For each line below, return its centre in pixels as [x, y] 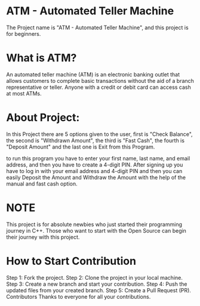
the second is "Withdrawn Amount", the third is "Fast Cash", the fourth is [96, 140]
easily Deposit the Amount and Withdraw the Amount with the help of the [96, 177]
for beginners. [24, 33]
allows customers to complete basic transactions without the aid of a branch [100, 81]
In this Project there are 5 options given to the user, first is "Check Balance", [99, 134]
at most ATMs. [24, 93]
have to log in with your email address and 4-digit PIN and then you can [94, 171]
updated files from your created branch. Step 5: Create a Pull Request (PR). [99, 290]
